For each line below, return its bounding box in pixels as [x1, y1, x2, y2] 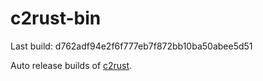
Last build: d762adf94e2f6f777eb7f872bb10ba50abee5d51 [10, 40, 253, 52]
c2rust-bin [10, 7, 102, 30]
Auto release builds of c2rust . [10, 59, 133, 71]
